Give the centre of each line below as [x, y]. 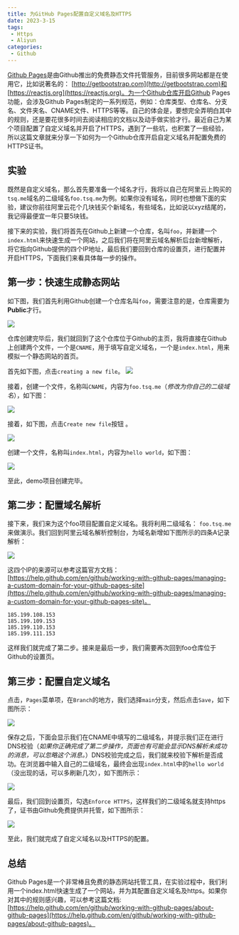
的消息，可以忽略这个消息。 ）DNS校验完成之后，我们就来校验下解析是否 [112, 755]
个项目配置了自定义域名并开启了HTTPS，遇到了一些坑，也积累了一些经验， [117, 128]
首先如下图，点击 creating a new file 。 [66, 371]
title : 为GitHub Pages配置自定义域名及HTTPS [69, 14]
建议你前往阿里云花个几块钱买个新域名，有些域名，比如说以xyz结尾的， [124, 207]
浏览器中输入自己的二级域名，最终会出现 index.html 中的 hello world [125, 764]
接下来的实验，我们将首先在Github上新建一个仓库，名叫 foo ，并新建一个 [112, 231]
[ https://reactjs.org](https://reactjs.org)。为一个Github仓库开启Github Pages [119, 93]
